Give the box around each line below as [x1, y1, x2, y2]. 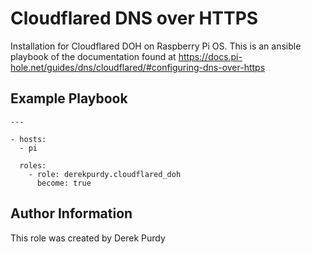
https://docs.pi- [178, 50, 243, 62]
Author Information [10, 205, 133, 222]
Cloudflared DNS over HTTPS [10, 7, 259, 30]
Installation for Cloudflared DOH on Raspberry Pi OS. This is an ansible [10, 40, 302, 52]
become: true [36, 178, 92, 188]
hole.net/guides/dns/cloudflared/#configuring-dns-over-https [10, 61, 266, 73]
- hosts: [10, 134, 47, 144]
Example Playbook [10, 90, 128, 107]
